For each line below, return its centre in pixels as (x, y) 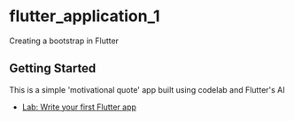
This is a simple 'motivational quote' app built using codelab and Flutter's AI (147, 89)
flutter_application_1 (85, 16)
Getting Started (53, 68)
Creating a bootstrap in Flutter (64, 41)
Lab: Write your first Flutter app (79, 107)
